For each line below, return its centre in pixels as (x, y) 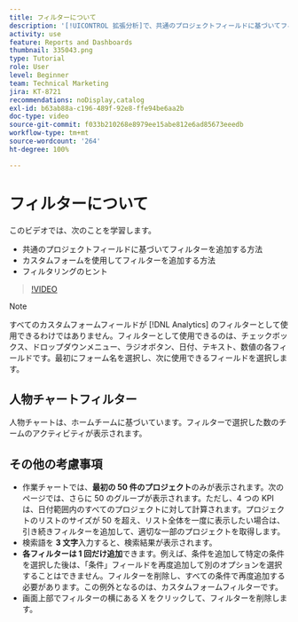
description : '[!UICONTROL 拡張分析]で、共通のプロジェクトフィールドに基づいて (145, 26)
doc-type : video (39, 116)
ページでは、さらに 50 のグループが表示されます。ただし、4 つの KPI (148, 499)
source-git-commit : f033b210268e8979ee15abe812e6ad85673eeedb (126, 125)
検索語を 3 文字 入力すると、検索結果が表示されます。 (119, 543)
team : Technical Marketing (59, 83)
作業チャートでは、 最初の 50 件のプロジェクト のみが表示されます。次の (153, 487)
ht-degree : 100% (39, 149)
